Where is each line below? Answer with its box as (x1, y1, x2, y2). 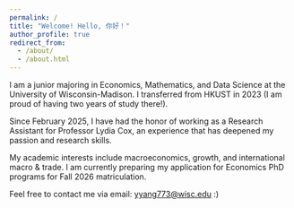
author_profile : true (9, 30, 91, 39)
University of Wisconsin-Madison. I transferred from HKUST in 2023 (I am (9, 89, 282, 100)
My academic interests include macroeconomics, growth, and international (9, 152, 285, 162)
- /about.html (17, 55, 70, 64)
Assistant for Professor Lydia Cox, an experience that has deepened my (9, 126, 274, 135)
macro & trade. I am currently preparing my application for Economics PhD (9, 162, 285, 172)
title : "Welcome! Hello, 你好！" (9, 22, 130, 30)
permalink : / (9, 13, 58, 22)
